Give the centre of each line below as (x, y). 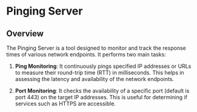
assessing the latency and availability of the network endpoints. (95, 79)
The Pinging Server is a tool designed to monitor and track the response (96, 48)
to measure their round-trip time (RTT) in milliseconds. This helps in (99, 73)
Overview (25, 34)
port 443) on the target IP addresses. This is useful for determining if (101, 97)
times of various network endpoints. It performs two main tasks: (86, 54)
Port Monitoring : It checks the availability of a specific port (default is (102, 91)
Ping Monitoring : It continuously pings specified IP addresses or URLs (103, 66)
